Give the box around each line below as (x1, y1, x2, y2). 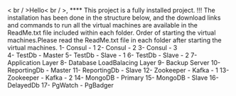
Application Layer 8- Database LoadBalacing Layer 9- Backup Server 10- (7, 59, 221, 66)
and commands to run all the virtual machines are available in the (7, 21, 198, 29)
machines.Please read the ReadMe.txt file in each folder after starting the (7, 36, 222, 44)
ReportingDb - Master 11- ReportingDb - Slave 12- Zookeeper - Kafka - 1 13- (7, 66, 230, 74)
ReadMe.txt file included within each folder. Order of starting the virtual (7, 28, 216, 37)
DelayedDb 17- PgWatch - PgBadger (7, 81, 114, 89)
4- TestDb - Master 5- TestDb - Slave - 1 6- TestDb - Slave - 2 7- (7, 51, 198, 59)
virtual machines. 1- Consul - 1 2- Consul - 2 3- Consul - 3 (7, 44, 178, 52)
